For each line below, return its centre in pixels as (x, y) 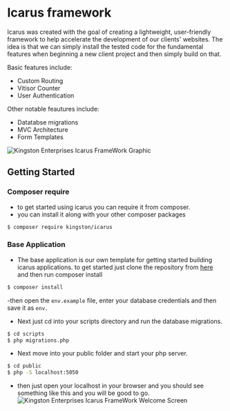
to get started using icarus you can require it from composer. (104, 207)
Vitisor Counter (39, 88)
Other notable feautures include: (53, 109)
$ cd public (24, 366)
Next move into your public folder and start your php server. (102, 354)
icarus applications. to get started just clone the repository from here (115, 267)
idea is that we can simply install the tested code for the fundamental (105, 46)
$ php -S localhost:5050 (43, 373)
